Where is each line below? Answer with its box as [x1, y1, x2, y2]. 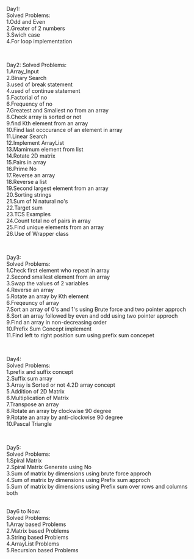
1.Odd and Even [6, 18, 46, 25]
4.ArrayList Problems [6, 540, 59, 547]
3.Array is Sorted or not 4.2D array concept [6, 381, 115, 389]
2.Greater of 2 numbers [6, 24, 65, 32]
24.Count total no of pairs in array [6, 217, 92, 224]
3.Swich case [6, 31, 40, 38]
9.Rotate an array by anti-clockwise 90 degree [6, 414, 123, 421]
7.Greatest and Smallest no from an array [6, 107, 109, 114]
